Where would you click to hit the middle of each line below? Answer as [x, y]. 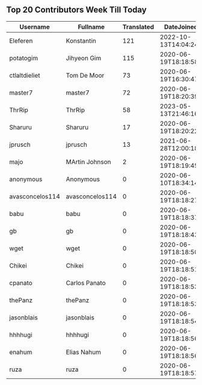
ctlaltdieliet [25, 75]
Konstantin [81, 40]
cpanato [21, 283]
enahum [21, 352]
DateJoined [181, 26]
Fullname [91, 26]
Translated [138, 26]
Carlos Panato [86, 283]
